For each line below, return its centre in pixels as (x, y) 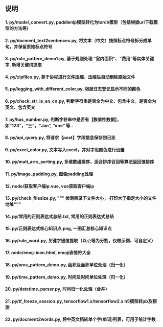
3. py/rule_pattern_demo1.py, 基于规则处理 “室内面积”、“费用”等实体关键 (80, 59)
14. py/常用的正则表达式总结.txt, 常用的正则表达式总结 (59, 216)
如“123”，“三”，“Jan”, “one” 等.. (39, 125)
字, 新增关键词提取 (23, 65)
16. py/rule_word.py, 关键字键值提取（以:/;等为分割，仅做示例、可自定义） (80, 240)
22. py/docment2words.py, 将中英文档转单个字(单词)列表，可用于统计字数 (80, 319)
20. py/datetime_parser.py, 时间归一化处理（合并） (58, 289)
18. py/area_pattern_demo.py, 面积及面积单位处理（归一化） (67, 265)
